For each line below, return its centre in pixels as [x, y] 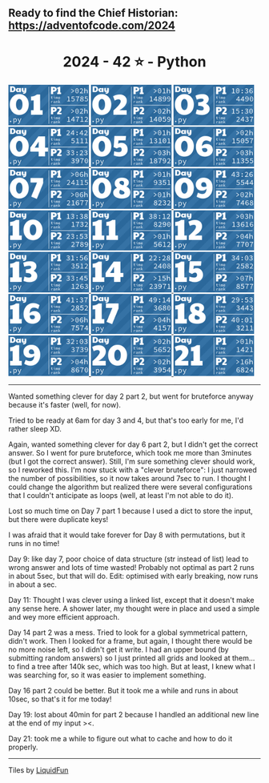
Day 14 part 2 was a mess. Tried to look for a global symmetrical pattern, [128, 632]
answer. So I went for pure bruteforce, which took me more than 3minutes [130, 452]
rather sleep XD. [35, 428]
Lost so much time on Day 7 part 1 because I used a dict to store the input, [131, 511]
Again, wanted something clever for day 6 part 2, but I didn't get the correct [133, 444]
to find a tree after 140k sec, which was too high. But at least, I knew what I [132, 666]
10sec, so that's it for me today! [60, 699]
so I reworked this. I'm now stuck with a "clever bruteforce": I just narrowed [133, 470]
